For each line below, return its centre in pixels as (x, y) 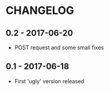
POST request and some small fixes (59, 47)
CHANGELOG (40, 11)
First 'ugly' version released (49, 81)
